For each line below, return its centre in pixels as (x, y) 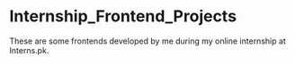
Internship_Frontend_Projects (123, 16)
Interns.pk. (29, 50)
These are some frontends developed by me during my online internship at (147, 41)
